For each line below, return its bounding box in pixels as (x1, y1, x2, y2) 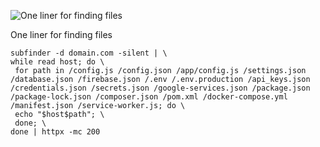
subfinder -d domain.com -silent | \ (10, 48, 168, 58)
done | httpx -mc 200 (10, 127, 101, 137)
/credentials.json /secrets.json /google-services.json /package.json (10, 83, 311, 93)
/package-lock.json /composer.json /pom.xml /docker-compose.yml (10, 92, 288, 102)
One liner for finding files (10, 29, 113, 40)
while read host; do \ (10, 57, 105, 67)
